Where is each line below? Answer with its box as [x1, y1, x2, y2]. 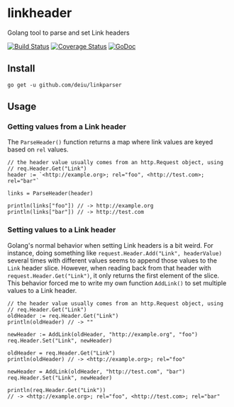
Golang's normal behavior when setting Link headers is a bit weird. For [7, 241, 214, 249]
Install [7, 62, 35, 75]
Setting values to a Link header [7, 225, 116, 235]
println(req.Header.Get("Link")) [7, 386, 106, 394]
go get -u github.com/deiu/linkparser [7, 81, 122, 88]
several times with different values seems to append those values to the [7, 256, 218, 265]
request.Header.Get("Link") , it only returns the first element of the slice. [7, 271, 220, 280]
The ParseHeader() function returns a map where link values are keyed [7, 138, 213, 147]
